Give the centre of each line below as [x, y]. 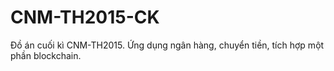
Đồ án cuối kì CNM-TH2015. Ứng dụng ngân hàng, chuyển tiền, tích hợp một [167, 45]
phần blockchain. [46, 55]
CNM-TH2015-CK [85, 17]
